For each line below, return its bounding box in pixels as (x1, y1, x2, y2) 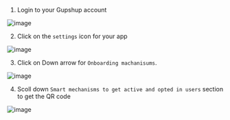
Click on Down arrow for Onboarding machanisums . (16, 59, 157, 67)
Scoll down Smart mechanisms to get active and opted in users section (16, 85, 224, 93)
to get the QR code (16, 92, 71, 100)
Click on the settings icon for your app (16, 32, 128, 40)
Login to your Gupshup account (16, 6, 107, 14)
